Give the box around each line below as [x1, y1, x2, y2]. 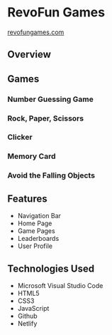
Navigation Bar [17, 212, 62, 220]
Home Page [17, 219, 52, 228]
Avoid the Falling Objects [7, 170, 96, 180]
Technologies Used [7, 262, 94, 274]
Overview [7, 48, 52, 61]
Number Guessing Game [7, 94, 94, 104]
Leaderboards [17, 234, 60, 243]
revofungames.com [7, 28, 65, 36]
